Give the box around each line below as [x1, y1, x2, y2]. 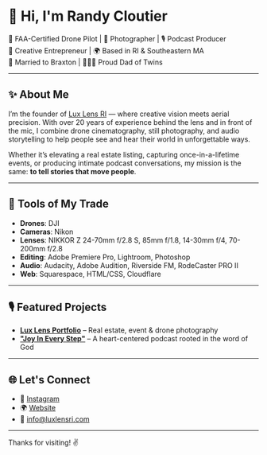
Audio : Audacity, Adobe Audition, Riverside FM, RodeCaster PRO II [19, 260, 238, 270]
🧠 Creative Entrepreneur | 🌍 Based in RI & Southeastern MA [8, 45, 205, 55]
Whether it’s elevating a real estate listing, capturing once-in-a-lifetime [8, 150, 240, 159]
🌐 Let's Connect [8, 373, 91, 387]
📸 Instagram [19, 394, 60, 404]
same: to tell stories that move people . [8, 166, 137, 176]
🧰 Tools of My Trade [8, 197, 109, 211]
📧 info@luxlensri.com [19, 414, 90, 424]
